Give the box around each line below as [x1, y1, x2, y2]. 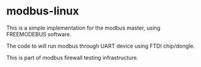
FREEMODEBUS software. [6, 30, 72, 37]
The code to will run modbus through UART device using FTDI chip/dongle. [6, 42, 195, 49]
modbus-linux [6, 4, 79, 18]
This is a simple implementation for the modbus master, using [6, 24, 161, 31]
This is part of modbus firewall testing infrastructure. [6, 54, 139, 61]
